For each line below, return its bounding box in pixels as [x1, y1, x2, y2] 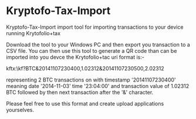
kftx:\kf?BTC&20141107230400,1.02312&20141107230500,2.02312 [6, 64, 164, 72]
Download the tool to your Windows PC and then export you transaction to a [6, 41, 191, 48]
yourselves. [6, 106, 34, 113]
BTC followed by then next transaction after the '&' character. [6, 89, 154, 96]
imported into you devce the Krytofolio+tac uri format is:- [6, 53, 145, 60]
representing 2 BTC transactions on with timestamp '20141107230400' [6, 76, 176, 83]
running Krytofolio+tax [6, 29, 60, 36]
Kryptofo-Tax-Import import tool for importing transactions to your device [6, 23, 184, 30]
